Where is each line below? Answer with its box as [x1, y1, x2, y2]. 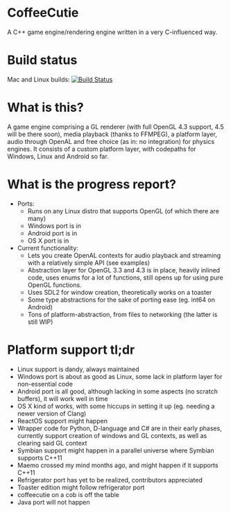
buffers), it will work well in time [17, 394, 109, 402]
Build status [7, 52, 78, 68]
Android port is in [27, 229, 78, 237]
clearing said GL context [17, 439, 87, 447]
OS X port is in [27, 236, 69, 245]
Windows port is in [27, 221, 81, 230]
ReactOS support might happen [17, 416, 108, 425]
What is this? [7, 99, 85, 115]
